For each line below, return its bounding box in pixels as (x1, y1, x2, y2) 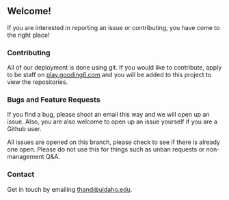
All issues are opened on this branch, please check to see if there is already (7, 138, 221, 146)
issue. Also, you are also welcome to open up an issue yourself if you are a (7, 117, 217, 126)
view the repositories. (7, 78, 68, 86)
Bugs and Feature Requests (7, 95, 100, 104)
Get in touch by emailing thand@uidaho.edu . (7, 185, 133, 193)
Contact (7, 170, 35, 180)
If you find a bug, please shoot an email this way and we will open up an (7, 111, 210, 119)
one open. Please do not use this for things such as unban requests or (7, 145, 205, 154)
